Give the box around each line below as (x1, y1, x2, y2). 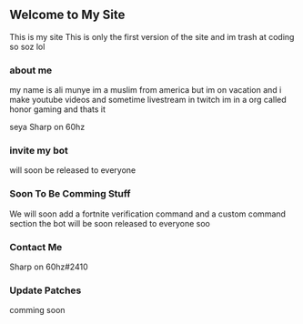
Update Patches (9, 284, 82, 297)
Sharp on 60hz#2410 (9, 261, 88, 272)
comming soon (9, 305, 66, 316)
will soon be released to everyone (9, 165, 136, 176)
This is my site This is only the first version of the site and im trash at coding (9, 31, 295, 42)
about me (9, 64, 53, 76)
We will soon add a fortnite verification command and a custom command (9, 208, 287, 219)
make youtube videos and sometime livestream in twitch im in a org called (9, 95, 287, 106)
